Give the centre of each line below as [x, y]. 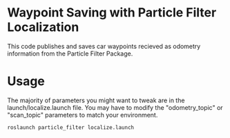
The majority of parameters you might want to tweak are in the [96, 100]
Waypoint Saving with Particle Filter [112, 13]
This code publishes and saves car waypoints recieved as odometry [104, 46]
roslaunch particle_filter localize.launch [71, 127]
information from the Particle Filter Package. [70, 54]
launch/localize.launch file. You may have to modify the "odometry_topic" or [115, 107]
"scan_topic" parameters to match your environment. [83, 115]
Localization [43, 27]
